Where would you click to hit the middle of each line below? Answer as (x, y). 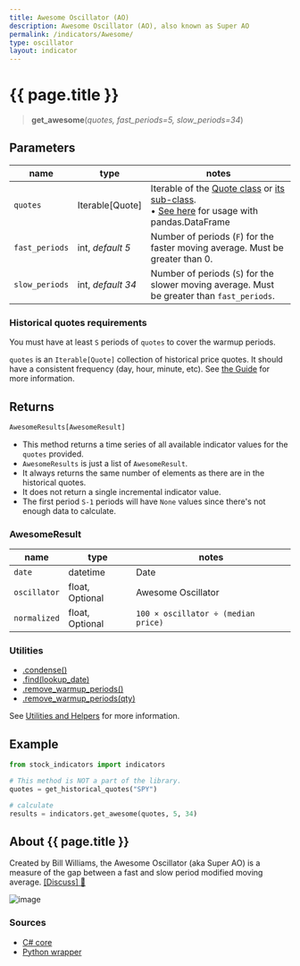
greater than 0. (182, 259)
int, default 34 (107, 285)
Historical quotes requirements (78, 322)
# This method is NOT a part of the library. (95, 781)
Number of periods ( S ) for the (212, 273)
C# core (37, 942)
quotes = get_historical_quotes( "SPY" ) (83, 790)
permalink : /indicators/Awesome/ (71, 34)
